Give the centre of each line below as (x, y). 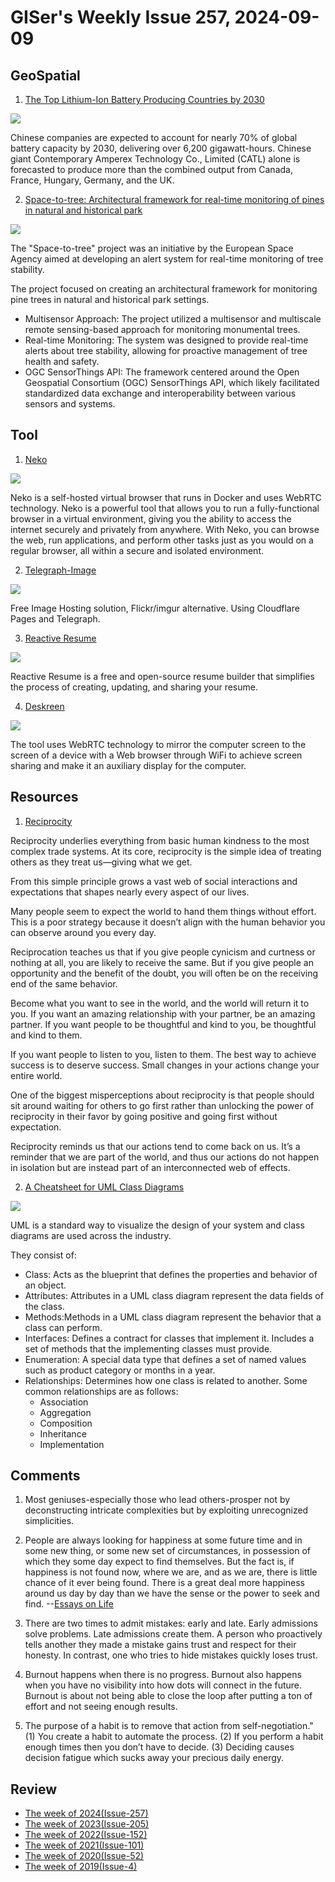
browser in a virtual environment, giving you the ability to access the (151, 518)
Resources (44, 797)
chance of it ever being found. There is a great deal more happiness (164, 1583)
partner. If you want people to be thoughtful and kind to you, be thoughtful (163, 1024)
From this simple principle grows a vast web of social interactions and (154, 881)
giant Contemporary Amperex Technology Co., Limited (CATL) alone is (155, 159)
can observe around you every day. (83, 932)
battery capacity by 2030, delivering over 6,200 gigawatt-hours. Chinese (161, 148)
